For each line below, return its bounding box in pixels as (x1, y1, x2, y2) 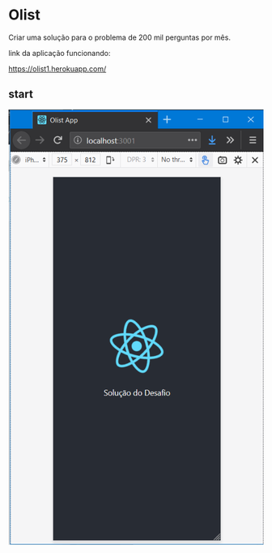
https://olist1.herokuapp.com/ (8, 63, 107, 74)
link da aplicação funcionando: (8, 48, 111, 58)
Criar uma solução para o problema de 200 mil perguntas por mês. (8, 32, 231, 42)
